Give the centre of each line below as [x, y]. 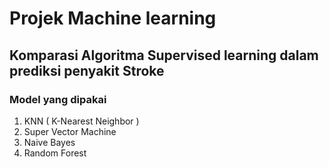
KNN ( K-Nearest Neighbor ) [81, 121]
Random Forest [55, 153]
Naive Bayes [49, 142]
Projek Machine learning [113, 18]
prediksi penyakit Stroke [87, 70]
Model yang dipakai [58, 99]
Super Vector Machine [70, 131]
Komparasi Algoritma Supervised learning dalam [164, 55]
